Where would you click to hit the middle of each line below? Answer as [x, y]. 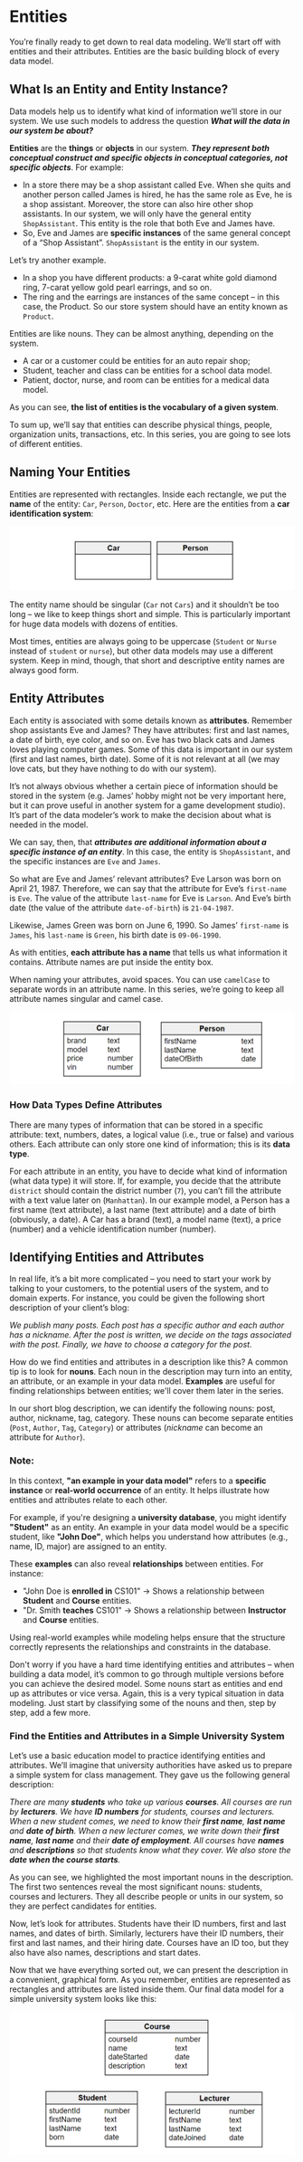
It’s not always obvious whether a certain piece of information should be [144, 786]
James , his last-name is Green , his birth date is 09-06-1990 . [115, 935]
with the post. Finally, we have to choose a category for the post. [131, 1345]
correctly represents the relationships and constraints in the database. [140, 1647]
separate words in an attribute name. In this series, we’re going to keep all [147, 989]
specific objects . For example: [66, 167]
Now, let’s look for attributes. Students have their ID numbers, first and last [148, 1923]
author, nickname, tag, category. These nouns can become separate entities [151, 1418]
